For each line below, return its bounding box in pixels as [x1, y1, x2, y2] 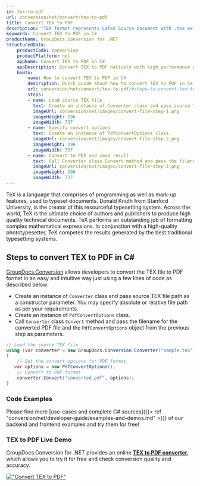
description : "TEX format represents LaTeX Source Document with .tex [6, 25, 185, 32]
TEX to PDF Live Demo [6, 435, 72, 444]
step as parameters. [14, 330, 64, 337]
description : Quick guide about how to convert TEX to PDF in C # [27, 81, 193, 87]
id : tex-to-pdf [6, 8, 44, 15]
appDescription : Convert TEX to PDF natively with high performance [17, 64, 190, 70]
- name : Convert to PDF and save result [27, 152, 129, 158]
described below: [6, 281, 49, 288]
